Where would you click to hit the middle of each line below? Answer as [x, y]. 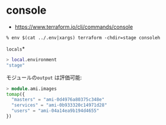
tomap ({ [16, 94]
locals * [15, 49]
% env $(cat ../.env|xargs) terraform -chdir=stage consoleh [83, 37]
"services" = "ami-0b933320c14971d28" [60, 105]
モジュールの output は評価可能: [44, 77]
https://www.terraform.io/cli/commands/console [74, 27]
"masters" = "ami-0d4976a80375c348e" [58, 100]
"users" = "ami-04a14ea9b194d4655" [55, 111]
